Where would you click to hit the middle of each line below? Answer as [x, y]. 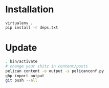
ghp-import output [25, 76]
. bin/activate [21, 61]
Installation [30, 9]
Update [21, 48]
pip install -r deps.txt [32, 27]
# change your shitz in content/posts [47, 66]
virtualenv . [19, 23]
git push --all [21, 80]
